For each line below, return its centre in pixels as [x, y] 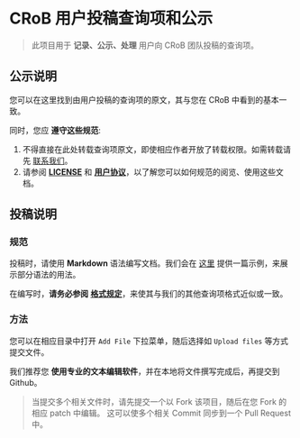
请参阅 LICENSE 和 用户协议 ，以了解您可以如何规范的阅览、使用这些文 [153, 171]
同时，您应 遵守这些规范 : [55, 130]
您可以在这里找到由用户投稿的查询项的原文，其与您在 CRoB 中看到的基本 [144, 99]
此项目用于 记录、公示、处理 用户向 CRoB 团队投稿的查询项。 [145, 45]
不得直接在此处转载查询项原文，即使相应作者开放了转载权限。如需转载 [153, 149]
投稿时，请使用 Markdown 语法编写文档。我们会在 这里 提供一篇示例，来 [145, 263]
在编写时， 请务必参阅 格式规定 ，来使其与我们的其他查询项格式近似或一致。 [149, 294]
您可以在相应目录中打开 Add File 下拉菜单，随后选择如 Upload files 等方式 [149, 341]
